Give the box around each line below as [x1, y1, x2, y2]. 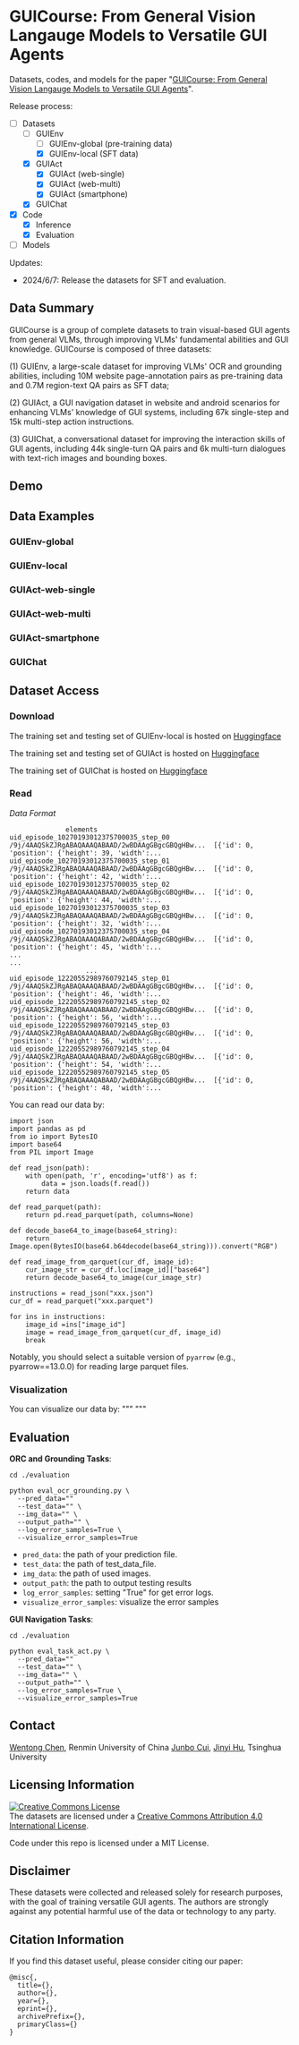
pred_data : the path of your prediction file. [21, 1548, 177, 1559]
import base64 [9, 1139, 63, 1149]
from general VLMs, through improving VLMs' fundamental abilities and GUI [9, 334, 289, 345]
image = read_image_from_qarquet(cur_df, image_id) [25, 1327, 222, 1337]
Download [9, 710, 56, 722]
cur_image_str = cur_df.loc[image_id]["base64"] [25, 1265, 210, 1274]
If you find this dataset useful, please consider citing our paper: [9, 1956, 243, 1966]
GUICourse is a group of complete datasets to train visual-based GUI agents [9, 324, 291, 335]
